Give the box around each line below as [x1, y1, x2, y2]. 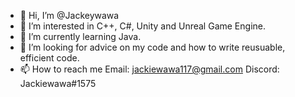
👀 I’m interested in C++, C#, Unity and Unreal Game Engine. [19, 20, 266, 32]
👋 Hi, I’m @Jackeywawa [19, 10, 120, 21]
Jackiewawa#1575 [19, 78, 97, 89]
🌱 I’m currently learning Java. [19, 31, 142, 42]
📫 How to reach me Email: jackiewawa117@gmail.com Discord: [19, 63, 280, 75]
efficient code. [19, 52, 80, 64]
